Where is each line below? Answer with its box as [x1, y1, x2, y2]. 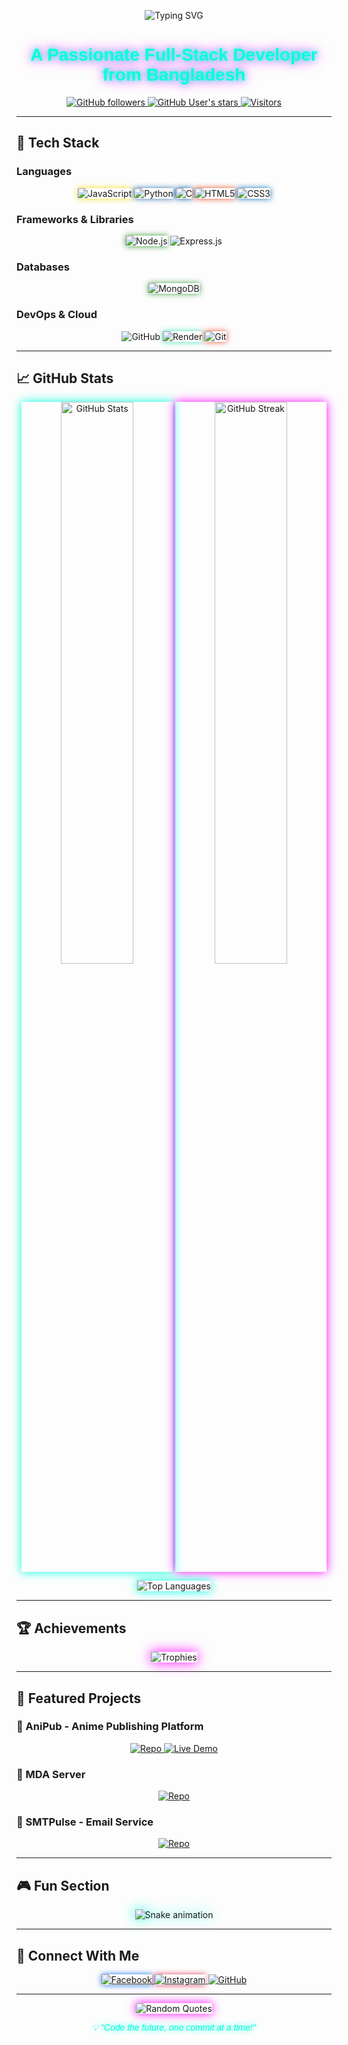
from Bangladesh [102, 65, 246, 85]
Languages [16, 165, 73, 179]
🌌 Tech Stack [16, 135, 100, 152]
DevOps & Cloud [16, 308, 98, 322]
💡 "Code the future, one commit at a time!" [92, 2022, 256, 2034]
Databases [16, 260, 70, 274]
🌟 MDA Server [16, 1767, 86, 1781]
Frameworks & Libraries [16, 212, 134, 226]
